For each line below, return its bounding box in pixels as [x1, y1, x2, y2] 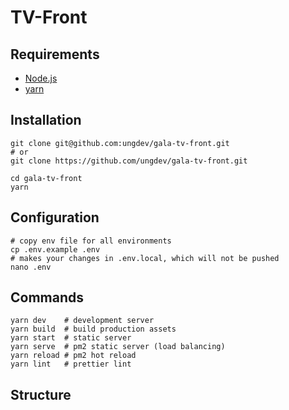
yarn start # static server [10, 333, 132, 343]
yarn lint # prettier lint [10, 359, 132, 370]
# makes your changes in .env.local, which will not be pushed [10, 253, 280, 263]
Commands [10, 289, 85, 306]
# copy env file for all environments [10, 236, 172, 246]
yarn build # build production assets [10, 324, 177, 335]
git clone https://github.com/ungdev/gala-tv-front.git [10, 156, 248, 166]
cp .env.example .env [10, 244, 101, 255]
